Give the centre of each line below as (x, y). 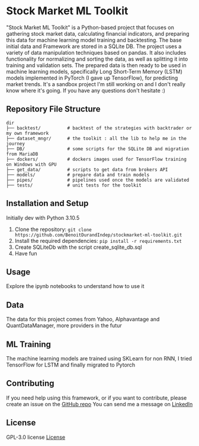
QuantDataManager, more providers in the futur (64, 325)
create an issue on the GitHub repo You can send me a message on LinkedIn (99, 404)
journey (16, 144)
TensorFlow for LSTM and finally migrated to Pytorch (71, 365)
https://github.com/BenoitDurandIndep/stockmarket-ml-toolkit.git (98, 235)
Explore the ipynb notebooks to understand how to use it (75, 286)
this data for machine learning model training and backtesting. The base (94, 40)
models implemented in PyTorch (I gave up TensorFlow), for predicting (92, 78)
